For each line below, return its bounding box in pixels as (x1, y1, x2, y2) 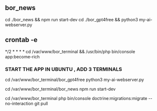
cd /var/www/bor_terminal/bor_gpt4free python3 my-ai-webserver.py (5, 77, 144, 83)
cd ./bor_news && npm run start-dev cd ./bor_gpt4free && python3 (5, 16, 138, 22)
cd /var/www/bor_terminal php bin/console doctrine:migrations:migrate (5, 95, 148, 101)
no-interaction (5, 100, 34, 106)
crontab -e (5, 36, 38, 44)
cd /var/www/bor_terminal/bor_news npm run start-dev (5, 86, 116, 92)
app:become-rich (5, 54, 40, 59)
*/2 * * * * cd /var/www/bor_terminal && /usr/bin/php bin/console (5, 48, 136, 55)
